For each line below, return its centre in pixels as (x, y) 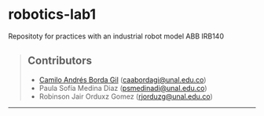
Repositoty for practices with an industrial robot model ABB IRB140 (116, 36)
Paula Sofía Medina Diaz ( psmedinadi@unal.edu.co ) (123, 88)
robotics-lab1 (52, 14)
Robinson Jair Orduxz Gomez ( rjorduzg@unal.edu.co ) (126, 96)
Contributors (60, 61)
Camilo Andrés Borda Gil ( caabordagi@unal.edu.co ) (123, 79)
